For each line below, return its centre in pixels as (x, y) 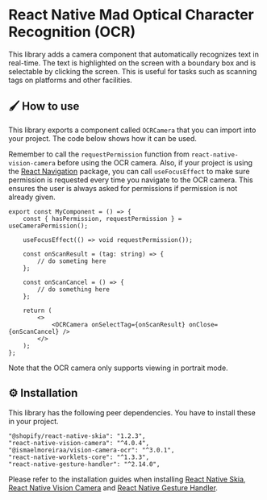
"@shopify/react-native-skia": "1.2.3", (77, 436)
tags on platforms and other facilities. (71, 80)
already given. (32, 197)
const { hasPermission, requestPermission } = (102, 219)
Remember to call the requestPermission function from (99, 154)
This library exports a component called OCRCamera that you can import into (132, 130)
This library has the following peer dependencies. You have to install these (132, 412)
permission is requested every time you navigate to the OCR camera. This (131, 180)
